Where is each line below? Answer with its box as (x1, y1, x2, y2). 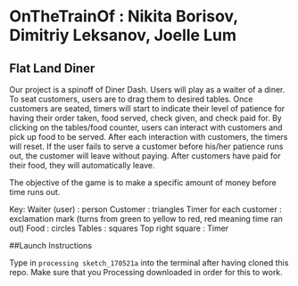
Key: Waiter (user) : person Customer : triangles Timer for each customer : (9, 204, 283, 215)
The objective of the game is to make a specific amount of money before (9, 177, 277, 188)
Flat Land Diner (9, 61, 95, 76)
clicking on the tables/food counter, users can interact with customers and (9, 122, 283, 133)
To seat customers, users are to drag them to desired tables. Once (9, 94, 253, 104)
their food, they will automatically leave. (9, 160, 155, 170)
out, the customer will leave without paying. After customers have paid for (9, 151, 281, 161)
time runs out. (9, 187, 61, 197)
